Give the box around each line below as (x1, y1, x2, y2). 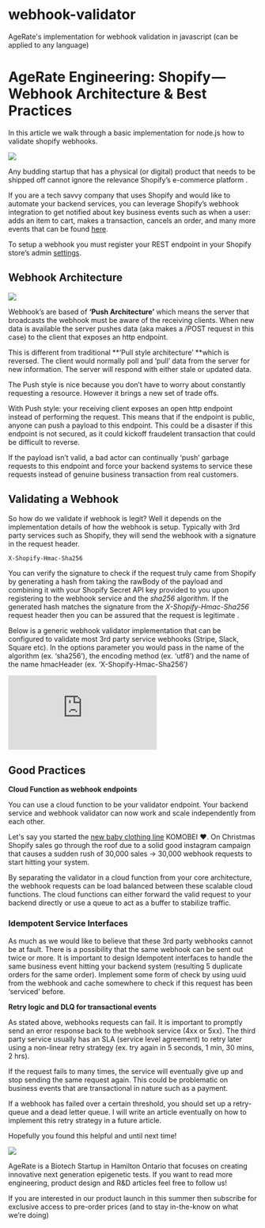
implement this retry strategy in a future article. (8, 1115, 162, 1125)
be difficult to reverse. (8, 437, 81, 447)
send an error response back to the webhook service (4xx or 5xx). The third (8, 1026, 256, 1035)
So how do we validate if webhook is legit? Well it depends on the (8, 513, 221, 523)
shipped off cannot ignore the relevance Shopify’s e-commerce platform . (8, 175, 248, 184)
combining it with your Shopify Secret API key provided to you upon (8, 585, 229, 594)
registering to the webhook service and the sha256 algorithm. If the (8, 593, 229, 603)
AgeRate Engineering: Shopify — (8, 68, 226, 86)
